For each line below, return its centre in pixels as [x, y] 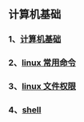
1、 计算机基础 [35, 39]
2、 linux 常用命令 [42, 63]
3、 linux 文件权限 [42, 87]
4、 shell [25, 110]
